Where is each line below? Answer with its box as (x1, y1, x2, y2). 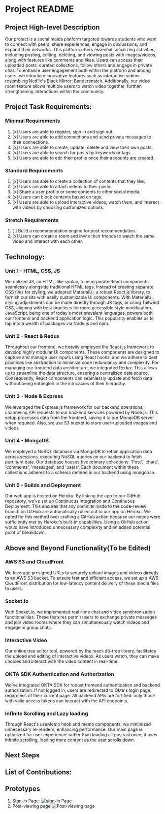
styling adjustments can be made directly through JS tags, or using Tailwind (5, 299, 159, 305)
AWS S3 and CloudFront (5, 558, 64, 565)
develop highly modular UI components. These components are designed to (5, 349, 160, 355)
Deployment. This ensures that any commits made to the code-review (5, 503, 147, 509)
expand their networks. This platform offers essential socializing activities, (5, 47, 156, 52)
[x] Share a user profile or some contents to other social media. (12, 189, 141, 195)
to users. (5, 585, 23, 591)
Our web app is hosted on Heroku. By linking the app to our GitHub (5, 493, 141, 499)
